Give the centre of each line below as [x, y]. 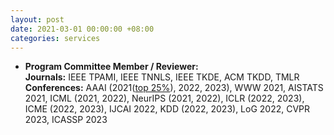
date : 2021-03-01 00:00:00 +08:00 [82, 29]
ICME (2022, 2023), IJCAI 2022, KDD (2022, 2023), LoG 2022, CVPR [167, 109]
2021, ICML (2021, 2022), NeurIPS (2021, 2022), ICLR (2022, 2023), [164, 98]
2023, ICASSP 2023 [66, 120]
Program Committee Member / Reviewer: [111, 67]
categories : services [55, 38]
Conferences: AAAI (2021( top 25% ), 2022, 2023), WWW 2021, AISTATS [174, 88]
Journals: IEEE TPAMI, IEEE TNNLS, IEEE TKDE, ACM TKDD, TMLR [162, 77]
